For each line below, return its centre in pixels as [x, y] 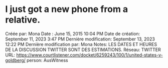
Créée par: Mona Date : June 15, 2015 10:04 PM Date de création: [73, 33]
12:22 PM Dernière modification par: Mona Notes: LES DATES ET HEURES [81, 44]
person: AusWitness [48, 60]
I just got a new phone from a [67, 9]
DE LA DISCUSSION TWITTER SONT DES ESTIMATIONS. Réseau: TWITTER [83, 49]
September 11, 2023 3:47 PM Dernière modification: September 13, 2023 [80, 39]
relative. [23, 20]
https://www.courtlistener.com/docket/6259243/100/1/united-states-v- [90, 55]
